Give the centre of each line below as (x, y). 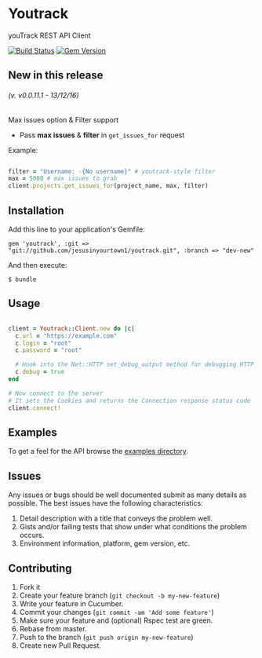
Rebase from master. (53, 628)
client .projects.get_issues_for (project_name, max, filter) (109, 186)
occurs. (32, 536)
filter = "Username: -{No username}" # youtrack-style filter (112, 171)
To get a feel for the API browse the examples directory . (98, 451)
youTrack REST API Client (50, 35)
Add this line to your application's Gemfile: (76, 229)
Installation (36, 210)
